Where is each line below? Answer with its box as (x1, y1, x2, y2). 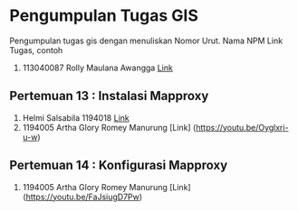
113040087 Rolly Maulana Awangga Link (22, 62, 174, 73)
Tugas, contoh (9, 44, 63, 55)
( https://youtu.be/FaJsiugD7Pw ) (22, 191, 143, 202)
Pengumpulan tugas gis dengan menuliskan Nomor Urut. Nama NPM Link (9, 35, 284, 46)
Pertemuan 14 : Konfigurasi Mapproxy (9, 158, 228, 173)
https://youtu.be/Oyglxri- (196, 122, 289, 133)
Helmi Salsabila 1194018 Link (22, 112, 130, 123)
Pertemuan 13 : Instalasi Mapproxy (9, 88, 209, 104)
